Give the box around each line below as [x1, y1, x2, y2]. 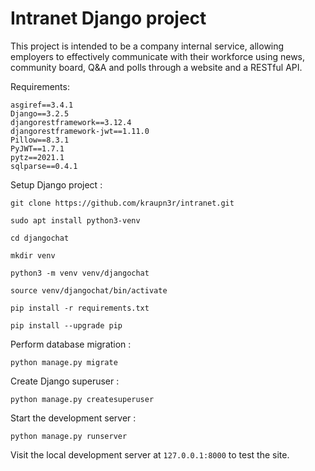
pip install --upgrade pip [10, 320, 123, 331]
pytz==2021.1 [10, 152, 65, 162]
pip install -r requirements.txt [10, 303, 150, 313]
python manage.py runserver [10, 431, 128, 441]
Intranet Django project [10, 7, 207, 30]
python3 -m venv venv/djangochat [10, 268, 150, 278]
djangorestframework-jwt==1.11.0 [10, 126, 150, 136]
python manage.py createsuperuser [10, 394, 155, 404]
